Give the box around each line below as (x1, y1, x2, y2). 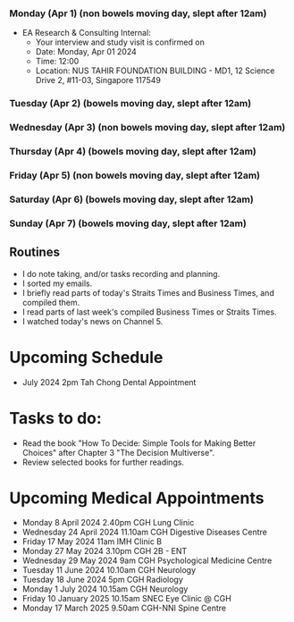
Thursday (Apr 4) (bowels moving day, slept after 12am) (9, 146, 257, 158)
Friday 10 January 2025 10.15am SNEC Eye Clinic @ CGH (21, 593, 232, 604)
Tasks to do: (9, 408, 103, 428)
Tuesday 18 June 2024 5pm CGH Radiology (21, 575, 183, 585)
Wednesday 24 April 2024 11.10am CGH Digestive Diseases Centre (21, 526, 268, 538)
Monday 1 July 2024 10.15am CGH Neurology (21, 584, 189, 594)
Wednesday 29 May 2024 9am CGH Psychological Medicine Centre (21, 555, 273, 566)
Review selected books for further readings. (21, 457, 185, 467)
